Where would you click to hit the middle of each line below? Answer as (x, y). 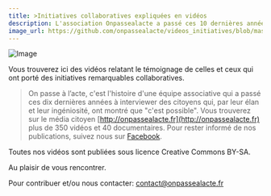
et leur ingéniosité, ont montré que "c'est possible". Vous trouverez (140, 111)
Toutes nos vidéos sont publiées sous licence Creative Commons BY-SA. (130, 152)
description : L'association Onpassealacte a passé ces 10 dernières (126, 23)
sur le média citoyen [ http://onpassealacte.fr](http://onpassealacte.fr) (144, 119)
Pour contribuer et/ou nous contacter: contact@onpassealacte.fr (116, 183)
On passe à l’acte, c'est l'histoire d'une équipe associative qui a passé (144, 94)
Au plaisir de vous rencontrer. (57, 168)
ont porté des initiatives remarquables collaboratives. (96, 78)
